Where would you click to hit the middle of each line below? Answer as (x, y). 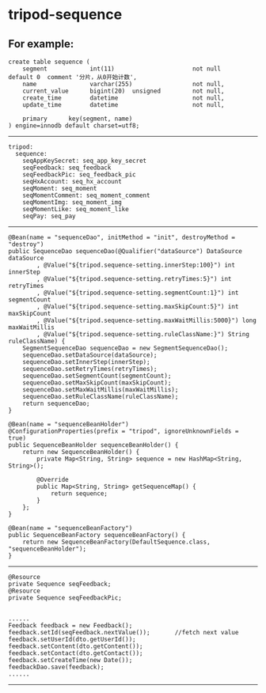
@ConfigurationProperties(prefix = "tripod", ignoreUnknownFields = (123, 431)
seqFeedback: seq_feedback (67, 168)
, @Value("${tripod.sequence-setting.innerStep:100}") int (136, 265)
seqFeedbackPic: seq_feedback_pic (79, 175)
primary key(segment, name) (78, 119)
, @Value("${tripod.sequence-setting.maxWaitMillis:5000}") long (147, 320)
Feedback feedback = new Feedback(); (70, 626)
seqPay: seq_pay (49, 216)
